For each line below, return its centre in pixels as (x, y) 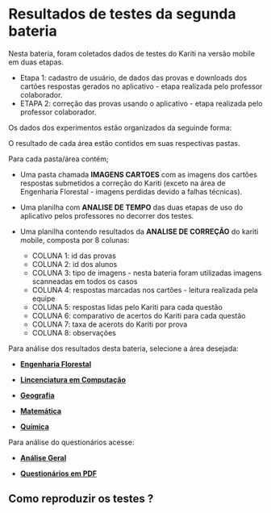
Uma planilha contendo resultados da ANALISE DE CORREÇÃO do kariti (139, 231)
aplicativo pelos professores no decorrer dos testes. (107, 215)
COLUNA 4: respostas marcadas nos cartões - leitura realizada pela (145, 290)
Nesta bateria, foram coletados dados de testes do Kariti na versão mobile (132, 53)
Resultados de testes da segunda (122, 14)
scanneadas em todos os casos (85, 281)
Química (35, 426)
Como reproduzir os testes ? (81, 499)
